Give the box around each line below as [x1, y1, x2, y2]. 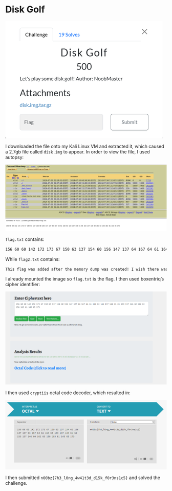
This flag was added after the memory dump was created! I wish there [5, 267, 159, 272]
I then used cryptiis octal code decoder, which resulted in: [5, 390, 131, 396]
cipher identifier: [5, 282, 40, 288]
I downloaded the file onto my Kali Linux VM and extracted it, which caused [5, 143, 165, 149]
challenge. [5, 480, 28, 486]
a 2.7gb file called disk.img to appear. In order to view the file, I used [5, 148, 150, 155]
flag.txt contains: [5, 236, 45, 242]
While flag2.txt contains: [5, 256, 60, 262]
